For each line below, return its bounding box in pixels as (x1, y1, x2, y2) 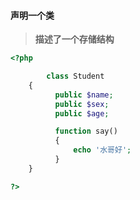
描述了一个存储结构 (34, 33, 115, 45)
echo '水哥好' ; (73, 145, 132, 155)
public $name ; (54, 90, 114, 100)
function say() (54, 126, 118, 137)
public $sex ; (54, 99, 110, 109)
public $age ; (54, 108, 110, 119)
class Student (46, 71, 105, 82)
